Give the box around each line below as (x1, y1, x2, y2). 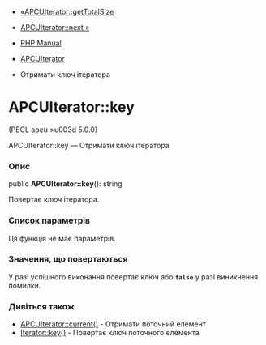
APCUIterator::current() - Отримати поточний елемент (19, 319, 207, 329)
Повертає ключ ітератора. (8, 194, 100, 205)
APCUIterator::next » (19, 23, 90, 32)
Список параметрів (8, 215, 91, 226)
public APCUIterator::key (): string (8, 179, 123, 189)
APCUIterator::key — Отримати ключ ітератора (8, 140, 170, 150)
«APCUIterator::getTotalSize (19, 7, 114, 16)
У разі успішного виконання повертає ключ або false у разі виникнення (8, 271, 258, 282)
